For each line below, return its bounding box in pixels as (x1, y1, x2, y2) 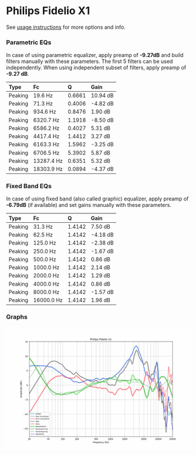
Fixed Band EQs (6, 182, 52, 190)
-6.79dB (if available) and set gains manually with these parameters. (6, 202, 172, 209)
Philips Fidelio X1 (6, 4, 90, 18)
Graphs (6, 313, 28, 321)
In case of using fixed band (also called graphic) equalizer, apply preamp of (6, 195, 189, 202)
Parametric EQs (6, 38, 52, 46)
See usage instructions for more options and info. (6, 24, 126, 31)
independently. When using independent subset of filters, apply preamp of (6, 64, 187, 71)
